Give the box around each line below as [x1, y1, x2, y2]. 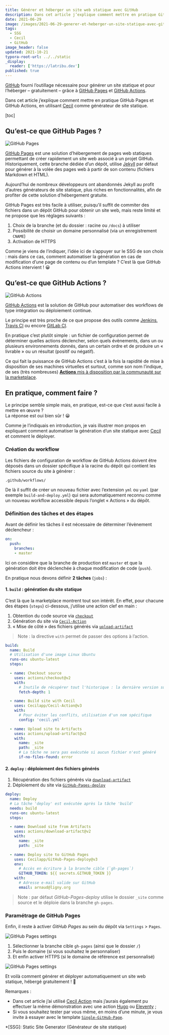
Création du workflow [5, 446, 59, 453]
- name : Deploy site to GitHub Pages [10, 852, 89, 857]
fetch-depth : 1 [18, 689, 51, 695]
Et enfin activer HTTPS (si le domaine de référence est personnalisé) [12, 954, 155, 960]
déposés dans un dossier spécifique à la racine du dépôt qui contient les [5, 462, 156, 469]
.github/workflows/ [5, 477, 46, 483]
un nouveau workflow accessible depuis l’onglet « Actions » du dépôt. [5, 497, 151, 503]
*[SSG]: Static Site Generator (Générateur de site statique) [5, 1024, 127, 1030]
